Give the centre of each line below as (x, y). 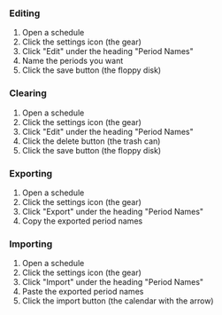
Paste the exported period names (83, 292)
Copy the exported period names (82, 221)
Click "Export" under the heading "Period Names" (113, 211)
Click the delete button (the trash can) (91, 141)
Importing (31, 244)
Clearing (28, 93)
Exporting (31, 173)
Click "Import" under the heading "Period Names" (113, 282)
